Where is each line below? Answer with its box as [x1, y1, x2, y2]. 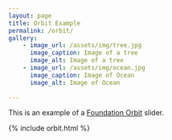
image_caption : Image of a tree [29, 49, 138, 57]
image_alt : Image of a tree [29, 57, 125, 65]
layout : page [8, 11, 52, 20]
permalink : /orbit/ [8, 26, 74, 34]
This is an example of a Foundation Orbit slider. [8, 108, 165, 118]
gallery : [8, 34, 38, 42]
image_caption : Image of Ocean [29, 71, 135, 79]
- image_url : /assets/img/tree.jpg [23, 42, 142, 50]
